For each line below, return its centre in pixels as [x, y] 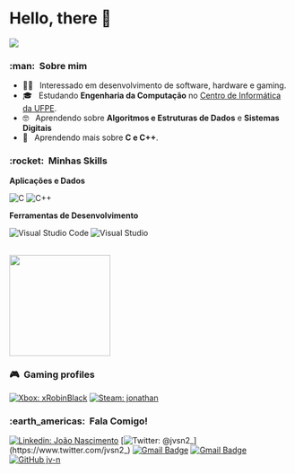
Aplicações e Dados [47, 180]
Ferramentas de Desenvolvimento [74, 215]
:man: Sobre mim [48, 66]
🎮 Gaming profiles [52, 374]
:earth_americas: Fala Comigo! [78, 421]
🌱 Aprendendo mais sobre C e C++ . [90, 137]
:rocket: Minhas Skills [58, 161]
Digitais [37, 128]
